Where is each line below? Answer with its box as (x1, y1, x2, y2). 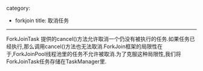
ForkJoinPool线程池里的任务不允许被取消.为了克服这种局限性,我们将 (13, 51, 181, 57)
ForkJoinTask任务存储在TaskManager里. (6, 58, 107, 65)
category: (6, 5, 30, 11)
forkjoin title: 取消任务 (14, 17, 69, 24)
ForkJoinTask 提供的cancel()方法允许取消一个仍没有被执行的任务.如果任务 (6, 35, 190, 42)
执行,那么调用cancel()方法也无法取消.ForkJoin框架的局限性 (11, 43, 158, 50)
